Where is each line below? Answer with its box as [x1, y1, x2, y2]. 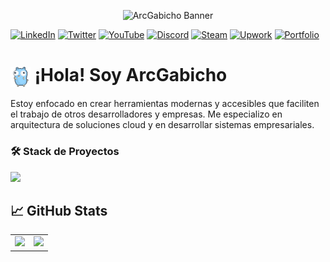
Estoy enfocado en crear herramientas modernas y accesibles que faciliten [10, 98, 320, 110]
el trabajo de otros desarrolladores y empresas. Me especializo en [10, 108, 283, 120]
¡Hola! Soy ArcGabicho [34, 64, 228, 87]
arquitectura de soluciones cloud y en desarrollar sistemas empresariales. [10, 119, 315, 131]
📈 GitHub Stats [10, 202, 108, 219]
